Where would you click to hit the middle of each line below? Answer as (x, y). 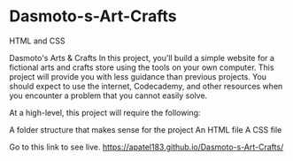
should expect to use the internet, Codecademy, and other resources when (146, 86)
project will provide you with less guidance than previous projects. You (138, 76)
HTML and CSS (37, 41)
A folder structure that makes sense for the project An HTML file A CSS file (146, 129)
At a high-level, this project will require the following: (105, 112)
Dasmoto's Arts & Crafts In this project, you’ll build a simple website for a (142, 57)
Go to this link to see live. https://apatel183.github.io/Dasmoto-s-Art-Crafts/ (146, 147)
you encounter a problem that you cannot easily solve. (108, 96)
